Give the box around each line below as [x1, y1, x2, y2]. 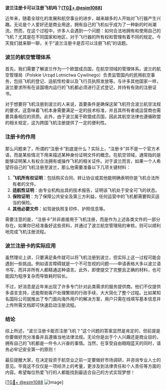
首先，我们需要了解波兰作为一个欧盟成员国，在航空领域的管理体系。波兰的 [5, 66, 157, 72]
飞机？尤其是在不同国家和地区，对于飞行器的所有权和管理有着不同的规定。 [5, 34, 157, 40]
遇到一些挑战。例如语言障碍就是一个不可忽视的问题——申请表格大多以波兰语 [5, 260, 161, 267]
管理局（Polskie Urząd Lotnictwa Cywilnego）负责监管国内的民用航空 [9, 72, 151, 78]
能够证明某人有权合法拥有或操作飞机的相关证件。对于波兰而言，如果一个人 [5, 158, 157, 164]
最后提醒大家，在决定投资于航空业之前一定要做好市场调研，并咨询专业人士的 [5, 357, 161, 363]
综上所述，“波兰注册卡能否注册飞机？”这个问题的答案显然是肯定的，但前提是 [5, 328, 161, 334]
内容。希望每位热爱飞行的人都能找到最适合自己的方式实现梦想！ [5, 369, 135, 376]
